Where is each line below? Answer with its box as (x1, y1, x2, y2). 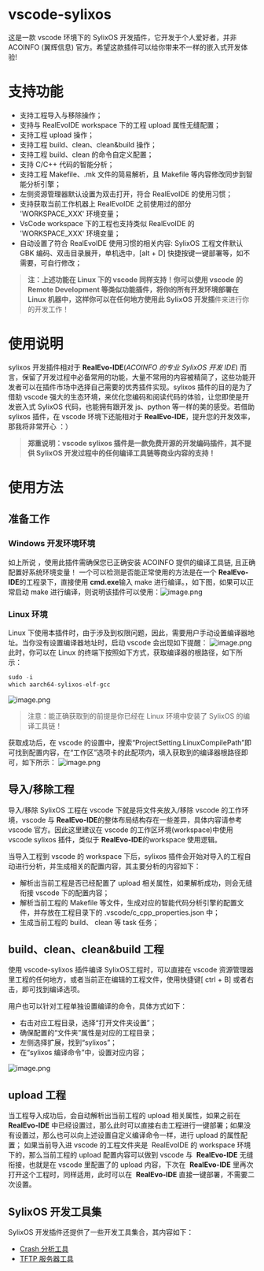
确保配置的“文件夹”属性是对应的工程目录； (19, 1028, 157, 1038)
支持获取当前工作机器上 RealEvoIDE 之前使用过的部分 (19, 199, 192, 208)
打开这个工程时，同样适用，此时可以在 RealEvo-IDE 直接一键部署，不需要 (8, 1170, 248, 1180)
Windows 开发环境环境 (8, 538, 96, 549)
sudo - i (8, 673, 34, 681)
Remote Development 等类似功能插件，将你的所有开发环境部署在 (27, 284, 240, 294)
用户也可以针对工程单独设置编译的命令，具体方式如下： (8, 1002, 187, 1011)
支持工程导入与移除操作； (19, 110, 103, 120)
